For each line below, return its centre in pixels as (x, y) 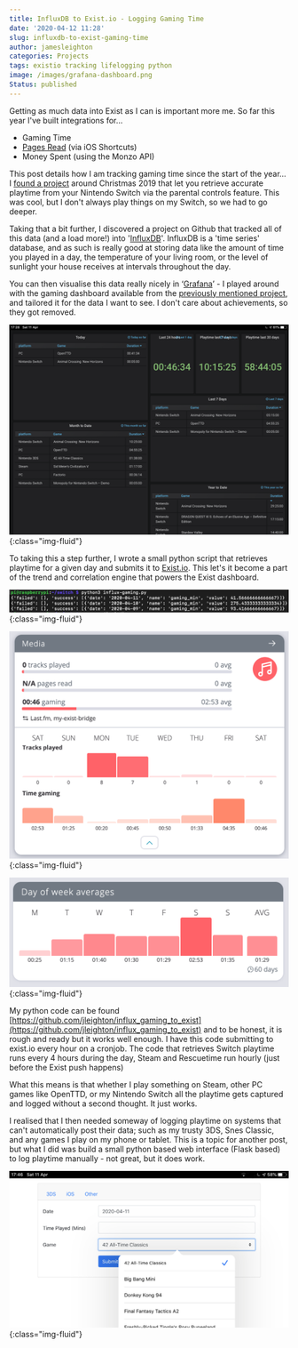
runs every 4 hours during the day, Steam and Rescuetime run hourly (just (145, 1057)
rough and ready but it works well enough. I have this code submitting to (141, 1039)
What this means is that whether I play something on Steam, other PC (136, 1084)
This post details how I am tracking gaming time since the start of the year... (148, 173)
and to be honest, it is (243, 1029)
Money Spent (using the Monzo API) (88, 156)
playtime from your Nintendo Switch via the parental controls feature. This (145, 192)
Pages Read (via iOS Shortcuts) (79, 147)
